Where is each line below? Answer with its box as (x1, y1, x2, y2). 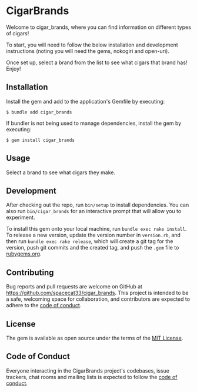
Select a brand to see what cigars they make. (6, 169, 116, 176)
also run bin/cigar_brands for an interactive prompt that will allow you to (6, 208, 182, 215)
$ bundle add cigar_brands (6, 109, 72, 115)
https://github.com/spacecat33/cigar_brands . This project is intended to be (6, 290, 189, 297)
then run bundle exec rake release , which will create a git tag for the (6, 238, 173, 245)
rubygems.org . (6, 250, 42, 257)
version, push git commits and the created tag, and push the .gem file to (6, 244, 179, 251)
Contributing (6, 267, 54, 277)
